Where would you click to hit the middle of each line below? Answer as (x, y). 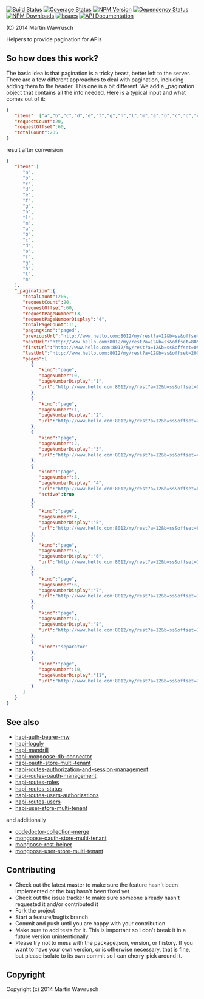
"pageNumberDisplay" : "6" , (71, 557)
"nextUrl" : (36, 342)
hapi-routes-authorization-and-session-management (82, 769)
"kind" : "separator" (63, 647)
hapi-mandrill (32, 750)
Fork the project (35, 910)
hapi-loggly (29, 743)
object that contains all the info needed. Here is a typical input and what (96, 92)
